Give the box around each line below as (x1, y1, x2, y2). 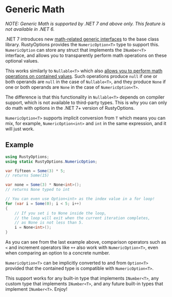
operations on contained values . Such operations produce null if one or (5, 73, 158, 79)
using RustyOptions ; (5, 154, 50, 160)
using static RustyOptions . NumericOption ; (5, 159, 98, 164)
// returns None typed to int (5, 187, 70, 192)
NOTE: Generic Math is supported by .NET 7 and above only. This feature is (5, 21, 166, 27)
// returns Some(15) (5, 173, 50, 178)
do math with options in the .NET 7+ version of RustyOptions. (5, 105, 135, 111)
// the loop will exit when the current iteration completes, (14, 215, 150, 221)
